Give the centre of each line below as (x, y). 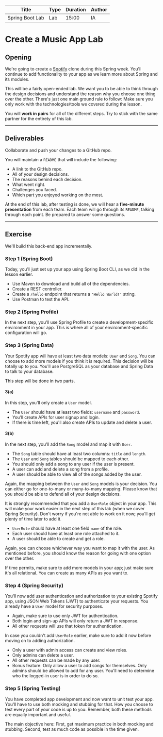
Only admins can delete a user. (43, 655)
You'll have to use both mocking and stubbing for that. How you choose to (79, 704)
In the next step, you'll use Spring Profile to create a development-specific (79, 322)
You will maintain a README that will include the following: (61, 159)
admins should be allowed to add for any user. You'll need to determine (83, 671)
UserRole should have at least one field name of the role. (67, 528)
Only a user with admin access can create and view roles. (70, 650)
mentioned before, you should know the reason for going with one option (78, 553)
